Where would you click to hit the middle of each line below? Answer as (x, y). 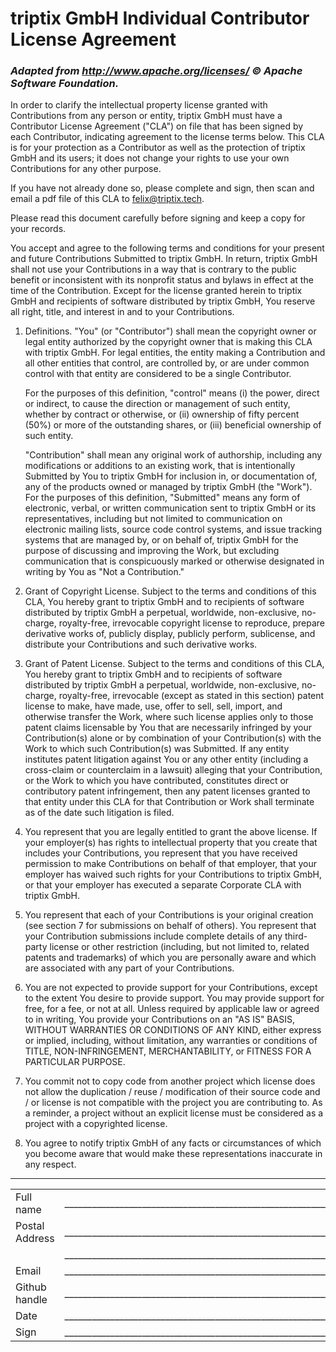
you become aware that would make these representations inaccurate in (173, 1154)
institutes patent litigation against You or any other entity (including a (166, 759)
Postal (30, 1226)
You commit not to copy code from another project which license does (170, 1081)
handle (31, 1300)
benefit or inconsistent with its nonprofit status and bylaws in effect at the (162, 280)
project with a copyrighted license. (96, 1124)
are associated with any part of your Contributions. (129, 968)
